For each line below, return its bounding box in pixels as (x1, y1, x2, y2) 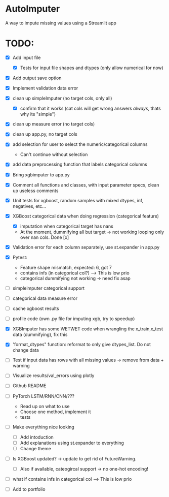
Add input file (12, 54, 41, 60)
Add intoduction (20, 434, 54, 440)
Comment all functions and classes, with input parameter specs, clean (12, 181, 159, 188)
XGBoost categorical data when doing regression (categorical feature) (12, 213, 159, 219)
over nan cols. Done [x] (20, 234, 69, 240)
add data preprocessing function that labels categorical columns (12, 161, 148, 168)
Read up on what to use (20, 403, 70, 409)
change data (12, 347, 39, 353)
